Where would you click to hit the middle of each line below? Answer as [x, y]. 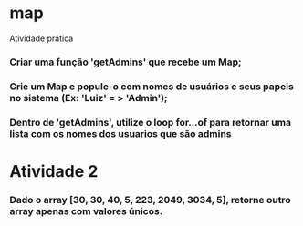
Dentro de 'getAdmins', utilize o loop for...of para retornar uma [151, 122]
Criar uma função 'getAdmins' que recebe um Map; [125, 62]
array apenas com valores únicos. [86, 211]
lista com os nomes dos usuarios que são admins [120, 133]
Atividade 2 [54, 171]
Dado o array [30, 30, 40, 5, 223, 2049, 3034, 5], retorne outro [150, 200]
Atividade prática [42, 38]
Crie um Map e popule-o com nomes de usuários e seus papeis [151, 87]
